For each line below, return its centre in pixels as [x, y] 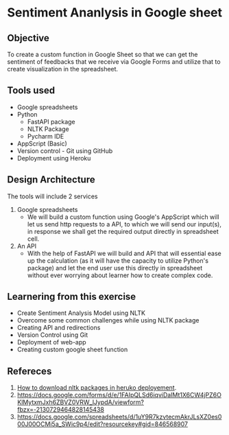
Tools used [31, 91]
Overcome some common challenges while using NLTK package [108, 320]
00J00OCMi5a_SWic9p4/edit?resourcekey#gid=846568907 [103, 424]
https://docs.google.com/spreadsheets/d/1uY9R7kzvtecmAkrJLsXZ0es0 [119, 417]
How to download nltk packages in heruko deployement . [97, 388]
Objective [28, 38]
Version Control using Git [52, 335]
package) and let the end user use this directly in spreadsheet [115, 268]
